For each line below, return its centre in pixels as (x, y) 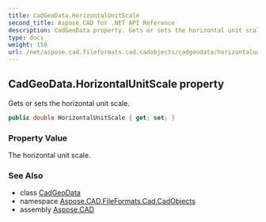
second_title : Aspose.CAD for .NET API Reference (92, 23)
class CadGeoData (50, 193)
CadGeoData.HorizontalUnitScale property (116, 84)
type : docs (26, 38)
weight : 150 (28, 45)
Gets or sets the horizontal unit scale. (69, 103)
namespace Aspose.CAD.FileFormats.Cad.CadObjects (108, 201)
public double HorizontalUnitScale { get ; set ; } (92, 118)
